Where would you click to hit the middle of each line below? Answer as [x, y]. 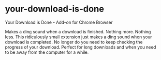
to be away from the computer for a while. [47, 52]
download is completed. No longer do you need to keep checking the [74, 42]
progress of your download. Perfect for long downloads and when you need [80, 47]
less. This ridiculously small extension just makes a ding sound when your [79, 37]
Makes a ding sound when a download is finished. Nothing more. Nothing [78, 31]
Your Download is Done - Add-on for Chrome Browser [59, 22]
